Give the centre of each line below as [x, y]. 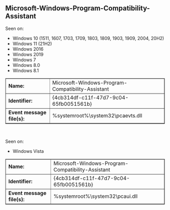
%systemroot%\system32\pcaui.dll [96, 196]
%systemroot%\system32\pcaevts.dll [97, 115]
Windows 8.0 [26, 65]
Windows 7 [24, 60]
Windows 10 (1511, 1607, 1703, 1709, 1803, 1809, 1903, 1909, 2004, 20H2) [88, 38]
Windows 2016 [28, 49]
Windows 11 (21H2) [32, 44]
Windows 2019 [28, 54]
